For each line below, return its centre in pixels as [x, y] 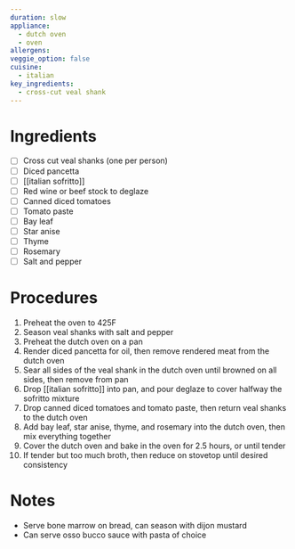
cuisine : [26, 68]
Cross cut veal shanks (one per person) [95, 160]
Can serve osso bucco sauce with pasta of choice [115, 535]
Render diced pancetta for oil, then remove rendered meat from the [146, 351]
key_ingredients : [42, 84]
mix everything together [67, 437]
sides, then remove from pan [76, 380]
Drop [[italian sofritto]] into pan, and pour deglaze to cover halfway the [152, 389]
